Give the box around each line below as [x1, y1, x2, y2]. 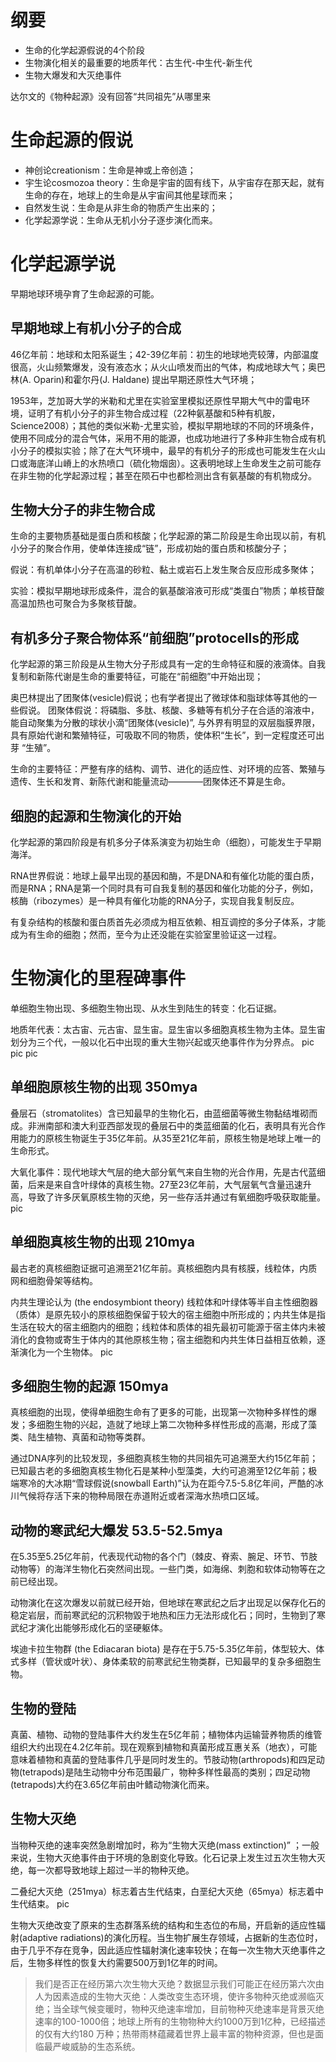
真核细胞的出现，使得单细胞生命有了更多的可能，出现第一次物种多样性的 [10, 1406, 308, 1418]
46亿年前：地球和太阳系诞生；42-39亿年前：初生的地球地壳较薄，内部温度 [10, 348, 319, 360]
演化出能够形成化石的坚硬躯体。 [36, 1622, 168, 1634]
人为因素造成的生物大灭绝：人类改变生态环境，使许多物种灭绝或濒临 [34, 1990, 316, 2002]
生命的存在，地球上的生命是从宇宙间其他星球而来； [24, 189, 236, 201]
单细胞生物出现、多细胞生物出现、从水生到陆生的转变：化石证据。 [10, 1002, 282, 1014]
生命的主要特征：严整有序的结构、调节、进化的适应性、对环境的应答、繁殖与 [10, 763, 326, 775]
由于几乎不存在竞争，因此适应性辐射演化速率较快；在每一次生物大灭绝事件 [10, 1944, 317, 1956]
